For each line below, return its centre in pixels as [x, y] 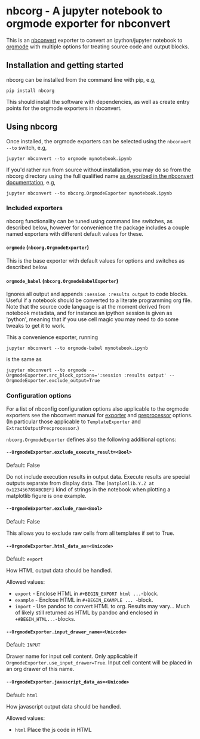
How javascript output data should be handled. [64, 706]
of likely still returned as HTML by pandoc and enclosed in [87, 612]
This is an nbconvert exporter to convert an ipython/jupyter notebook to [95, 40]
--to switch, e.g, [27, 147]
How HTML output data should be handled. [59, 571]
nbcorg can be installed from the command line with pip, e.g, [81, 79]
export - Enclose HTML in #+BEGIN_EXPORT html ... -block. [87, 594]
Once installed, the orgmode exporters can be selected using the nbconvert [99, 141]
